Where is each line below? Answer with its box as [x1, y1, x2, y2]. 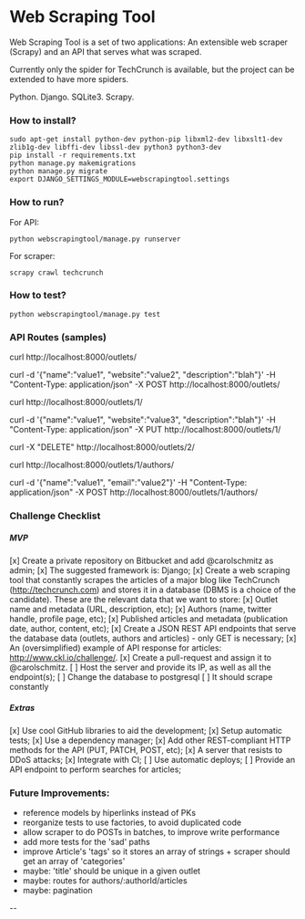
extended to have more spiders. [9, 73, 129, 84]
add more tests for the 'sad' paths [22, 837, 150, 848]
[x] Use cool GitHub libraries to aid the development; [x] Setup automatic [9, 725, 283, 736]
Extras [9, 702, 36, 713]
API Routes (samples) [9, 330, 107, 343]
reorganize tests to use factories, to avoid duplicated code [22, 817, 242, 828]
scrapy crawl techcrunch [9, 267, 104, 277]
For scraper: [9, 250, 56, 261]
